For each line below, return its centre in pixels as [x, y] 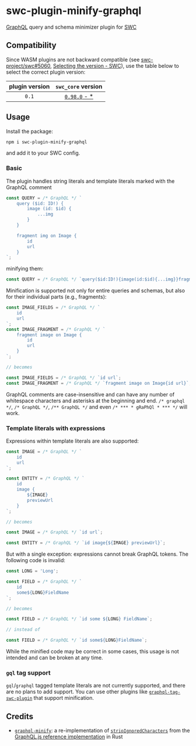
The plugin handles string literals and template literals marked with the [90, 181]
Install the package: [30, 131]
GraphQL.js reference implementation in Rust [69, 737]
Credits [20, 716]
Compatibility [31, 45]
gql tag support [28, 673]
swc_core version [79, 86]
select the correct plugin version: [46, 72]
